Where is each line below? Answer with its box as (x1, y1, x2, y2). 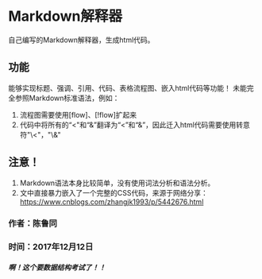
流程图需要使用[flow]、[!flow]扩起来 (19, 110, 137, 119)
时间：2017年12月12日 (8, 242, 94, 253)
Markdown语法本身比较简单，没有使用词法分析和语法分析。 (19, 178, 215, 188)
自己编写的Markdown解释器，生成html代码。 (8, 35, 155, 45)
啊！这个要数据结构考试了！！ (8, 263, 106, 272)
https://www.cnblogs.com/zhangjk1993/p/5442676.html (19, 196, 204, 207)
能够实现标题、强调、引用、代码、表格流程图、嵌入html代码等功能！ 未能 (8, 83, 248, 92)
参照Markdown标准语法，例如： (14, 93, 120, 103)
